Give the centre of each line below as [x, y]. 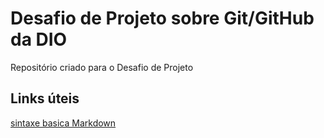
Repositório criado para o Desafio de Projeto [102, 67]
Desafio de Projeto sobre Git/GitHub [162, 18]
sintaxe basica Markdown [63, 123]
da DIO [39, 39]
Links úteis [45, 98]
